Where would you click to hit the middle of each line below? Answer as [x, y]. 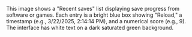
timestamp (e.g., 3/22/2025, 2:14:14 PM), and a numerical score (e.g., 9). [96, 21]
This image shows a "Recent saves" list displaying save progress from [93, 9]
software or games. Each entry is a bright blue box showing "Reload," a [94, 15]
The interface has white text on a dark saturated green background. [90, 27]
